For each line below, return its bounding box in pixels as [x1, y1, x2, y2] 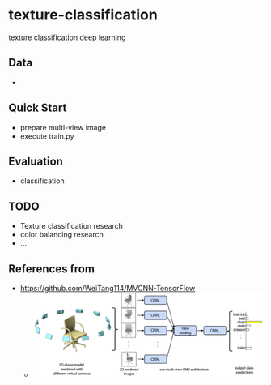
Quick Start [8, 101, 67, 115]
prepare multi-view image [19, 122, 107, 132]
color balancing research [19, 229, 104, 240]
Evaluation [8, 154, 63, 168]
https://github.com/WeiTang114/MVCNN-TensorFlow [19, 284, 196, 293]
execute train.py [19, 131, 74, 141]
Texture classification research [19, 221, 124, 231]
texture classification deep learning [8, 32, 126, 42]
